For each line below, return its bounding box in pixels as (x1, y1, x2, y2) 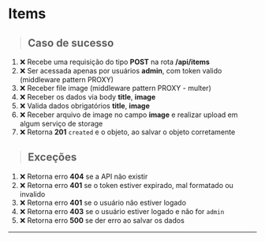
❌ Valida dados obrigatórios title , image (19, 101, 150, 111)
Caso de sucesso (27, 36, 114, 50)
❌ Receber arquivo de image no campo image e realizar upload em (19, 110, 238, 119)
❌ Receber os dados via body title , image (19, 92, 156, 101)
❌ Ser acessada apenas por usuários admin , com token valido (19, 66, 222, 75)
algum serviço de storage (19, 119, 103, 128)
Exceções (27, 151, 77, 164)
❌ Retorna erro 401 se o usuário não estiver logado (19, 198, 187, 207)
